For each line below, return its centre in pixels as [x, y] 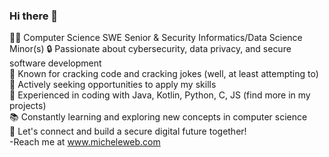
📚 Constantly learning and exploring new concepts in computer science [158, 117]
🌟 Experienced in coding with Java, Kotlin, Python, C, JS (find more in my [160, 95]
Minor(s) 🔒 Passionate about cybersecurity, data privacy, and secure [150, 49]
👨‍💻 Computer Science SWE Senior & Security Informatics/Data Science [156, 38]
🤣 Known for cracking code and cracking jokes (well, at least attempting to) [164, 74]
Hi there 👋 [34, 16]
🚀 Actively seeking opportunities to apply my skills [113, 85]
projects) [28, 106]
